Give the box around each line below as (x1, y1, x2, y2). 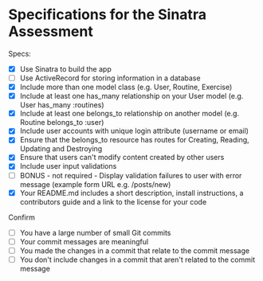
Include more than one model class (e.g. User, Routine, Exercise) (19, 82, 233, 92)
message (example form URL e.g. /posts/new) (19, 179, 171, 189)
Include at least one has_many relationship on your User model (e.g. (19, 92, 244, 101)
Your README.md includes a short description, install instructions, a (19, 188, 244, 197)
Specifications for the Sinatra (8, 6, 207, 24)
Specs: (8, 49, 32, 58)
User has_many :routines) (19, 100, 105, 110)
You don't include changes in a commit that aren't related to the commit (19, 255, 255, 264)
